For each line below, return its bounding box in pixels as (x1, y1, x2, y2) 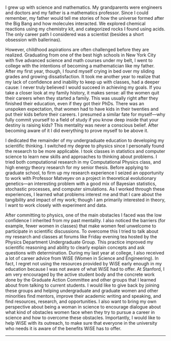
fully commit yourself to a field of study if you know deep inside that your (5, 117, 159, 122)
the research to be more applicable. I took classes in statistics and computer (5, 148, 165, 154)
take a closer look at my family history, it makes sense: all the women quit (5, 90, 159, 96)
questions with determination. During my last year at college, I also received (5, 250, 164, 256)
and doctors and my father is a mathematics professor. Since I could (5, 10, 149, 16)
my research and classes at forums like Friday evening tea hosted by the (5, 234, 157, 239)
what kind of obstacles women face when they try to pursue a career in (5, 309, 155, 315)
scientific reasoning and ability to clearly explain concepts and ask (5, 244, 145, 251)
